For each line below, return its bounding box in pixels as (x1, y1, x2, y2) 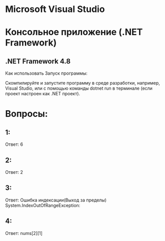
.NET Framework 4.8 (5, 57, 71, 66)
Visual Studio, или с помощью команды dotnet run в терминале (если (5, 85, 152, 91)
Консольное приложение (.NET (5, 27, 143, 38)
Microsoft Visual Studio (5, 4, 105, 15)
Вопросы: (5, 108, 48, 120)
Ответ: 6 (5, 141, 23, 147)
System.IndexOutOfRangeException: (5, 202, 80, 208)
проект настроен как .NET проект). (5, 91, 80, 97)
